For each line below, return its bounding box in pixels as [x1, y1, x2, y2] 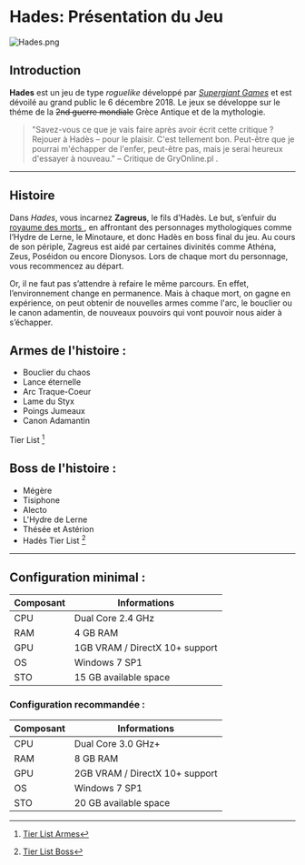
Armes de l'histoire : [9, 343, 127, 358]
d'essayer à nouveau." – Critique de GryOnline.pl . [31, 153, 219, 164]
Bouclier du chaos [22, 367, 91, 378]
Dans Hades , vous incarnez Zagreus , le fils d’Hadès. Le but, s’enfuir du [9, 212, 277, 223]
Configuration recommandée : [9, 699, 145, 711]
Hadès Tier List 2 [22, 533, 86, 546]
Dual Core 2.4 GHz [74, 612, 155, 625]
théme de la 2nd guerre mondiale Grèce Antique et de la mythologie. [9, 106, 266, 117]
